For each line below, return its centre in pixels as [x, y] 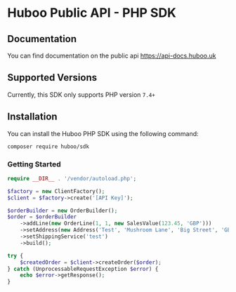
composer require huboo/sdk [48, 146]
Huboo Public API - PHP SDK [92, 13]
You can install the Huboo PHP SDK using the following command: [103, 133]
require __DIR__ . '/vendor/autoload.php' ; [72, 178]
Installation [32, 117]
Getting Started [34, 164]
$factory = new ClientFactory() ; [56, 191]
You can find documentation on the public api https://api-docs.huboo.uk [112, 55]
